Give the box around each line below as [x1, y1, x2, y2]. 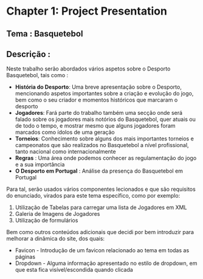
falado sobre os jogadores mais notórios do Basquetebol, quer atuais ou [15, 115, 196, 123]
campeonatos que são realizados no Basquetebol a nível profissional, [15, 142, 190, 149]
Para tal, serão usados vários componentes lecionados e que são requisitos [6, 185, 196, 193]
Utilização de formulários [15, 217, 78, 224]
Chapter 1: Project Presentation [6, 4, 167, 18]
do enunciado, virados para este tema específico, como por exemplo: [6, 192, 181, 199]
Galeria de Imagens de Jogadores [15, 210, 100, 218]
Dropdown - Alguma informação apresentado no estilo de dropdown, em [15, 260, 198, 267]
